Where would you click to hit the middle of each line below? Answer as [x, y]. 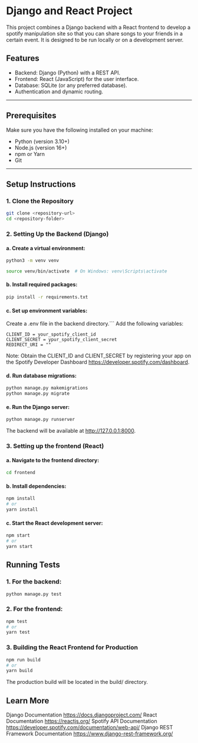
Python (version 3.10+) [42, 141]
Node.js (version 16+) [41, 147]
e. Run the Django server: [38, 407]
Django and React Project [69, 11]
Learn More [28, 701]
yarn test [18, 632]
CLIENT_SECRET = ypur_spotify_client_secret [62, 340]
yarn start [19, 546]
